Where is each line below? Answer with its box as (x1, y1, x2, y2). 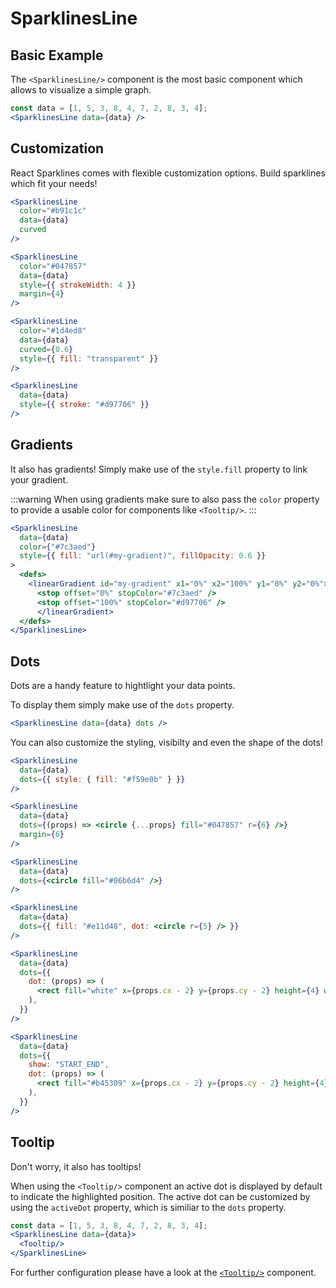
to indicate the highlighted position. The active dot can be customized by (10, 1190, 311, 1202)
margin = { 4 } (19, 289, 65, 299)
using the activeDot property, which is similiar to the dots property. (10, 1201, 287, 1213)
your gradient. (10, 473, 69, 486)
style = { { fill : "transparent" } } (19, 353, 159, 364)
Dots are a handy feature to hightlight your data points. (10, 680, 236, 692)
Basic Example (10, 47, 104, 64)
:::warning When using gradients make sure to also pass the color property (10, 493, 320, 505)
